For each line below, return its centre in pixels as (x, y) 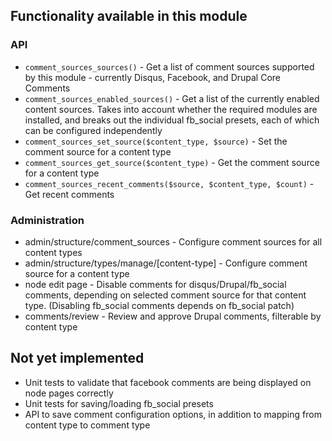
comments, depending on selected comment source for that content (165, 295)
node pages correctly (69, 393)
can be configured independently (93, 130)
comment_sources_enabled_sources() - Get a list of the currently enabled (172, 98)
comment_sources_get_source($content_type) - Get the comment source (172, 162)
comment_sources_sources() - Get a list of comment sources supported (169, 66)
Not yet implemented (77, 358)
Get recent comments (69, 194)
